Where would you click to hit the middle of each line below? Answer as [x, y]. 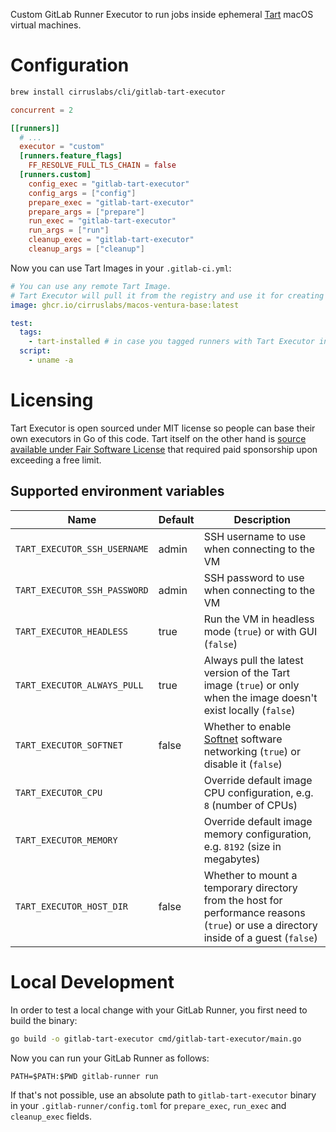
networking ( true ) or [252, 751]
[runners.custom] [55, 175]
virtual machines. [46, 25]
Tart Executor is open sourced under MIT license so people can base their [163, 428]
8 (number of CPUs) [250, 805]
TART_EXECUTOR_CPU [59, 792]
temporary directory [250, 887]
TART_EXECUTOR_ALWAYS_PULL [79, 685]
